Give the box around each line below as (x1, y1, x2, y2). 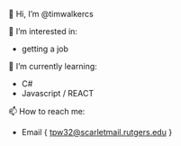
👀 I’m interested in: (8, 26, 78, 36)
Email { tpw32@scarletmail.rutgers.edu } (21, 127, 173, 137)
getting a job (21, 43, 69, 54)
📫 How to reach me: (8, 106, 86, 116)
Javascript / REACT (21, 88, 95, 98)
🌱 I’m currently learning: (8, 61, 98, 71)
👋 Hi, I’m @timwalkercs (8, 9, 94, 19)
